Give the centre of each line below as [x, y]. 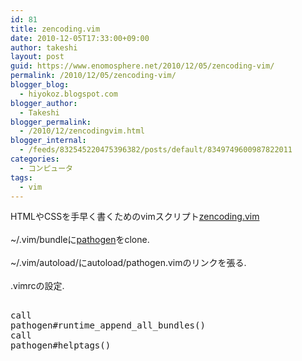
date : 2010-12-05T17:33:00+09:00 [80, 38]
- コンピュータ [46, 168]
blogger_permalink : [51, 122]
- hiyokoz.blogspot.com [68, 94]
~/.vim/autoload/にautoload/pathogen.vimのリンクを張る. [128, 263]
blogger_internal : [48, 141]
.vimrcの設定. [37, 286]
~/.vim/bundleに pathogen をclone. [80, 240]
